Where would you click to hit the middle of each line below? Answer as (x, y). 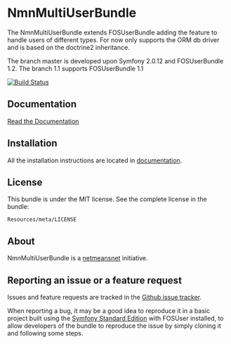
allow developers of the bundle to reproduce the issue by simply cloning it (114, 326)
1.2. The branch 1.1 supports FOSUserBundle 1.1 (75, 68)
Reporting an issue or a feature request (95, 280)
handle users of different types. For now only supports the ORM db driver (113, 39)
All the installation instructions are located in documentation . (95, 160)
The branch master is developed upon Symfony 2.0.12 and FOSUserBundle (115, 60)
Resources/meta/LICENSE (42, 219)
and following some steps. (45, 333)
